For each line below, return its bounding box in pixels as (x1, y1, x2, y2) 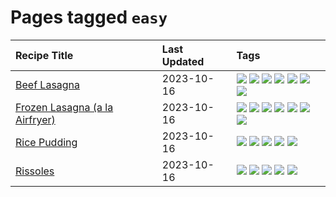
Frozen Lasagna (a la (15, 100, 114, 114)
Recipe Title (15, 48, 74, 62)
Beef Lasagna (15, 77, 81, 91)
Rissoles (15, 164, 55, 178)
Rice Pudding (15, 135, 78, 149)
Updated (161, 54, 205, 68)
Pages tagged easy (10, 6, 168, 29)
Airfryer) (15, 112, 56, 126)
